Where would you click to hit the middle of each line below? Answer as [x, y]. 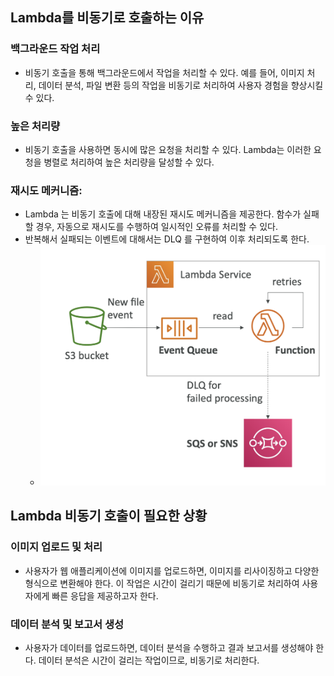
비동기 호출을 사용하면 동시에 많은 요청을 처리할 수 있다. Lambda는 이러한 [168, 149]
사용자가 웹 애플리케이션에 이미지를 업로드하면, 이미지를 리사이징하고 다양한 [172, 570]
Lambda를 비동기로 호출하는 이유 [107, 18]
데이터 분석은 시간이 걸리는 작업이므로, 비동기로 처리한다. [149, 660]
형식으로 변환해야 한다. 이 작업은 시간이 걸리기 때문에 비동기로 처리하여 [162, 583]
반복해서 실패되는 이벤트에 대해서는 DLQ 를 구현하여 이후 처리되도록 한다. [167, 239]
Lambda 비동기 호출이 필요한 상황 [109, 516]
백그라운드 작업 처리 [55, 49]
